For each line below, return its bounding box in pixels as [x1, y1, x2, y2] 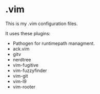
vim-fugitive [12, 62, 38, 68]
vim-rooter [12, 83, 36, 90]
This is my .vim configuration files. [5, 20, 78, 27]
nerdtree [12, 56, 31, 62]
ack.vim [12, 45, 30, 52]
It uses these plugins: [5, 30, 51, 36]
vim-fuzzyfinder [12, 67, 47, 74]
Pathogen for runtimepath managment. [12, 40, 95, 46]
